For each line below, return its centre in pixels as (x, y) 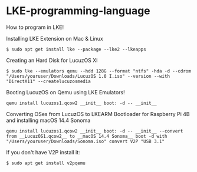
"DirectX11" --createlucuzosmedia (49, 81)
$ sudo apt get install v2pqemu (46, 163)
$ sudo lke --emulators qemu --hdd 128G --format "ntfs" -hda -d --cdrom (99, 71)
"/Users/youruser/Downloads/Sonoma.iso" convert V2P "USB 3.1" (86, 141)
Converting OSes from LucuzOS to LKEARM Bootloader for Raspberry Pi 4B (98, 114)
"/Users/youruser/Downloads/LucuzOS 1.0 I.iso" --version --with (88, 76)
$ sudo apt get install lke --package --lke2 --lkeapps (76, 49)
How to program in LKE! (35, 27)
